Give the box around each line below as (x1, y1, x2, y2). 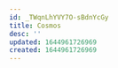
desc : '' (9, 29, 42, 38)
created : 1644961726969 (9, 46, 98, 55)
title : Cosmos (9, 21, 62, 30)
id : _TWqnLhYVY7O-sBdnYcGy (9, 12, 109, 22)
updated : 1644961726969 (9, 37, 98, 47)
